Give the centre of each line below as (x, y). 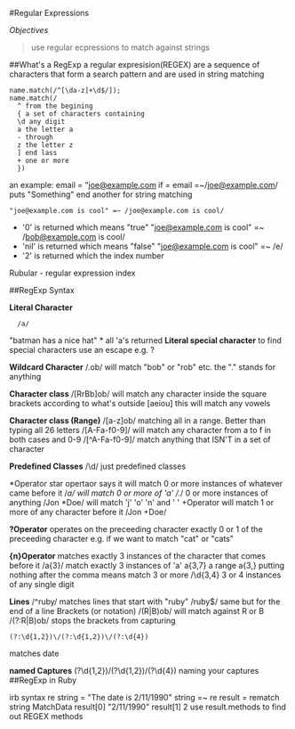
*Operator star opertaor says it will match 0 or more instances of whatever (146, 483)
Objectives (29, 30)
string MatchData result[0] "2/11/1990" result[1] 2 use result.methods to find (148, 707)
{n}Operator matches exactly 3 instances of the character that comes (138, 556)
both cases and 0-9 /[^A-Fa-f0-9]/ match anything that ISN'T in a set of (140, 439)
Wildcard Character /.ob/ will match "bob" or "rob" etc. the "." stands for (143, 367)
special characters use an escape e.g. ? (82, 350)
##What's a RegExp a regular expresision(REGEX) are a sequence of (135, 65)
